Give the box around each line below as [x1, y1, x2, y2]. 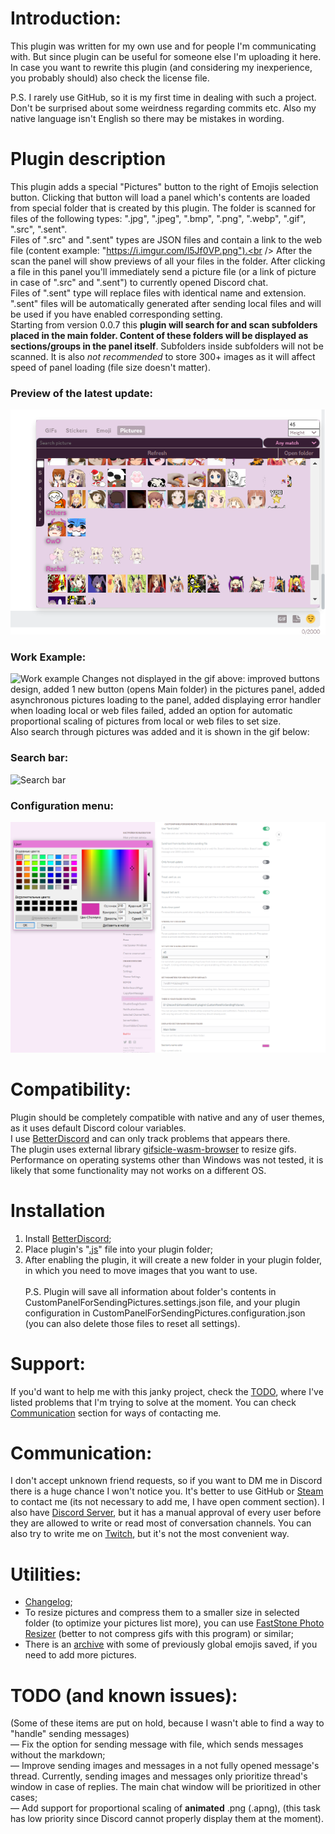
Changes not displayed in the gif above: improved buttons [81, 673, 320, 685]
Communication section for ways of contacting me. [10, 1407, 222, 1419]
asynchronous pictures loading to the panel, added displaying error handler [10, 694, 322, 706]
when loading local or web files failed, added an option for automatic [10, 705, 293, 717]
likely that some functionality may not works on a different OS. [10, 1164, 267, 1176]
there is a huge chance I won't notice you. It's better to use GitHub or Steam [10, 1485, 324, 1497]
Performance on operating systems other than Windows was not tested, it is [10, 1153, 324, 1166]
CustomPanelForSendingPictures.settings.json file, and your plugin [24, 1296, 301, 1308]
